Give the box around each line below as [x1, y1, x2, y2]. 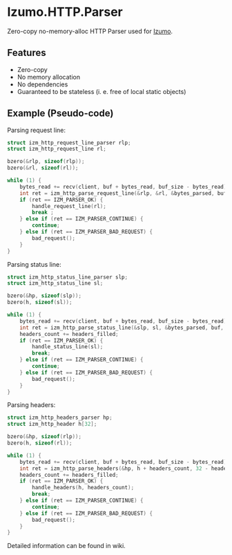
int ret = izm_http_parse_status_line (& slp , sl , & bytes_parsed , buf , [19, 324, 224, 331]
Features [7, 47, 46, 59]
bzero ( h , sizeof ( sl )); [7, 299, 72, 306]
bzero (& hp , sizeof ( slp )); [7, 292, 81, 299]
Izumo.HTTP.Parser [7, 4, 123, 20]
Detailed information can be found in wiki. [7, 542, 126, 550]
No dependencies [17, 80, 68, 88]
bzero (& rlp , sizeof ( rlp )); [7, 158, 85, 165]
